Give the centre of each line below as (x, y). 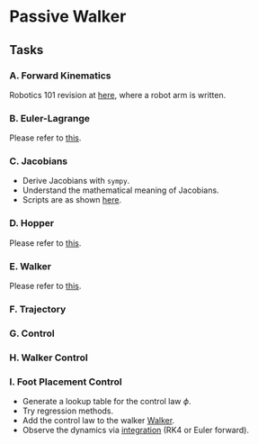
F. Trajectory (38, 309)
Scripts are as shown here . (72, 200)
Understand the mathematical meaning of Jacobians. (120, 190)
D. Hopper (32, 223)
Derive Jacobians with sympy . (76, 181)
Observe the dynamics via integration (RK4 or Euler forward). (136, 430)
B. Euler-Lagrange (49, 118)
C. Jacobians (39, 161)
